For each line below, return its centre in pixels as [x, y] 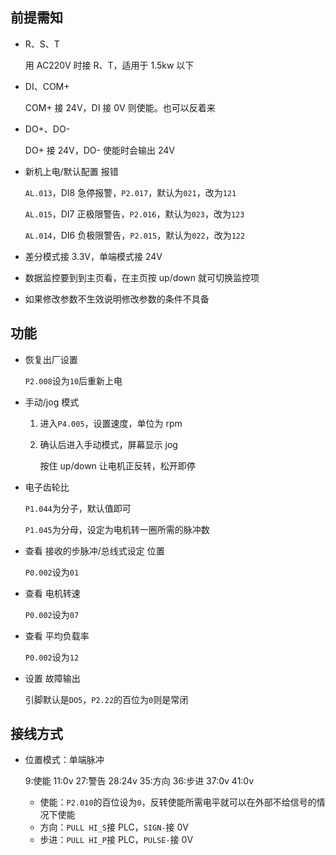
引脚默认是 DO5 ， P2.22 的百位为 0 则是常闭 [106, 699]
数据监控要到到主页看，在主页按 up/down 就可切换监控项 [142, 277]
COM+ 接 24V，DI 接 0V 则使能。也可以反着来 [120, 107]
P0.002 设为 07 [52, 614]
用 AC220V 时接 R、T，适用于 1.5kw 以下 [109, 65]
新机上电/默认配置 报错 [71, 171]
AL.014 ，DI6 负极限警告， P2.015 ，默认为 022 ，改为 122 [135, 235]
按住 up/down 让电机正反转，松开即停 [117, 465]
